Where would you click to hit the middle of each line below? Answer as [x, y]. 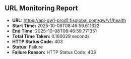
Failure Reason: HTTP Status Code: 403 [54, 52]
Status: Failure [27, 46]
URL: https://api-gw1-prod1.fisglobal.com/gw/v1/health [69, 20]
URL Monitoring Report [42, 8]
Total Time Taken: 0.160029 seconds [51, 36]
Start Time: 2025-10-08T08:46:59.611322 [56, 25]
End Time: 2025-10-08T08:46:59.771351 [54, 31]
